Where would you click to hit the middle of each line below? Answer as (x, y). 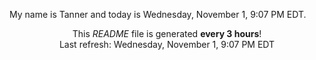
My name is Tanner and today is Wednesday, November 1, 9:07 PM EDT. (158, 14)
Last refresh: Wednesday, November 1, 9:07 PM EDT (167, 44)
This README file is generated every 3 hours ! (167, 33)
